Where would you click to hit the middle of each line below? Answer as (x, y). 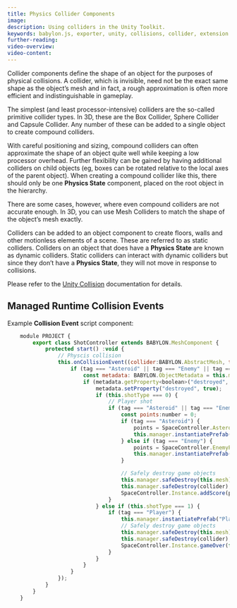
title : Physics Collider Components (61, 14)
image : (17, 20)
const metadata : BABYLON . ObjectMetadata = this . (156, 375)
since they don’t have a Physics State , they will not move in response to (112, 262)
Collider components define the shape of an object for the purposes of (110, 73)
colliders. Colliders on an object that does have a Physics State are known (116, 248)
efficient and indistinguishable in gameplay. (70, 95)
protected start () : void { (85, 349)
